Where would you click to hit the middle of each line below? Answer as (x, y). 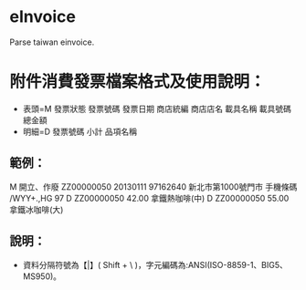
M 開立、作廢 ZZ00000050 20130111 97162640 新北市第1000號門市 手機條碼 (153, 186)
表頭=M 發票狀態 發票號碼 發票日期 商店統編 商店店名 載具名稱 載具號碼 (157, 109)
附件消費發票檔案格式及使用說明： (138, 82)
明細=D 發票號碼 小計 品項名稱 (79, 131)
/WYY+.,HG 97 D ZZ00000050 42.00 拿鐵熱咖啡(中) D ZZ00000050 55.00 (149, 198)
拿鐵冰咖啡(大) (37, 209)
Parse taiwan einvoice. (52, 42)
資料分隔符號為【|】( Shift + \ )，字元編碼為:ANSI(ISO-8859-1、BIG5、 (155, 264)
